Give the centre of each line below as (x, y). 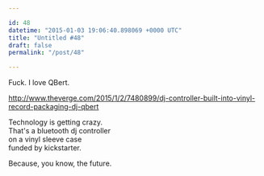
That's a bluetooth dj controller (60, 131)
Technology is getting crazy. (56, 122)
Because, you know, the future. (60, 164)
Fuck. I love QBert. (39, 83)
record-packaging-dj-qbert (54, 107)
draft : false (30, 45)
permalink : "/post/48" (46, 53)
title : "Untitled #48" (46, 38)
